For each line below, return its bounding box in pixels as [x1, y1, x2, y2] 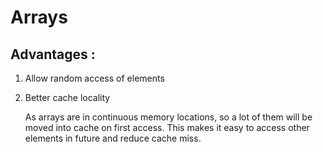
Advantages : [10, 46, 96, 63]
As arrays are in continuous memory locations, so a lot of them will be [24, 111, 313, 123]
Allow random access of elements [24, 72, 165, 84]
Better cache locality [24, 92, 111, 103]
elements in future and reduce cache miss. [24, 132, 202, 144]
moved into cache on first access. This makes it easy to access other [24, 122, 310, 133]
